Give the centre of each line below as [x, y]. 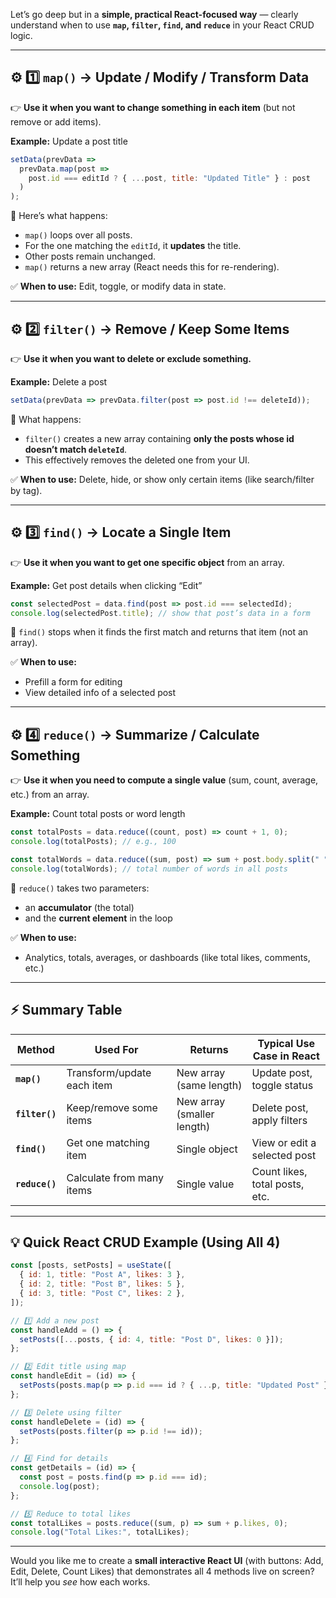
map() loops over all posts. [78, 235]
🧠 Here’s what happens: [59, 216]
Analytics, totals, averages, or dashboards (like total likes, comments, [167, 957]
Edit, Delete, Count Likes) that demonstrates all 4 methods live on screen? [162, 1571]
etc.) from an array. [50, 795]
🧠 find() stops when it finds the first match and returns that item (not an [159, 632]
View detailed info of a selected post [100, 693]
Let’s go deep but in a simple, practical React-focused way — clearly [154, 14]
